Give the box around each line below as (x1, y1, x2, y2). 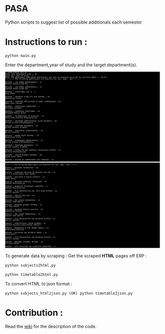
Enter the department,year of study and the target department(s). (5, 62, 137, 68)
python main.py (5, 53, 36, 58)
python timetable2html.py (5, 272, 58, 277)
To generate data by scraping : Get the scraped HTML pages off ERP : (5, 252, 147, 258)
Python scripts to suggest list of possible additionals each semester (5, 19, 142, 25)
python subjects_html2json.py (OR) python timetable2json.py (5, 291, 133, 296)
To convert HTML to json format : (5, 280, 72, 286)
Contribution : (5, 307, 63, 318)
